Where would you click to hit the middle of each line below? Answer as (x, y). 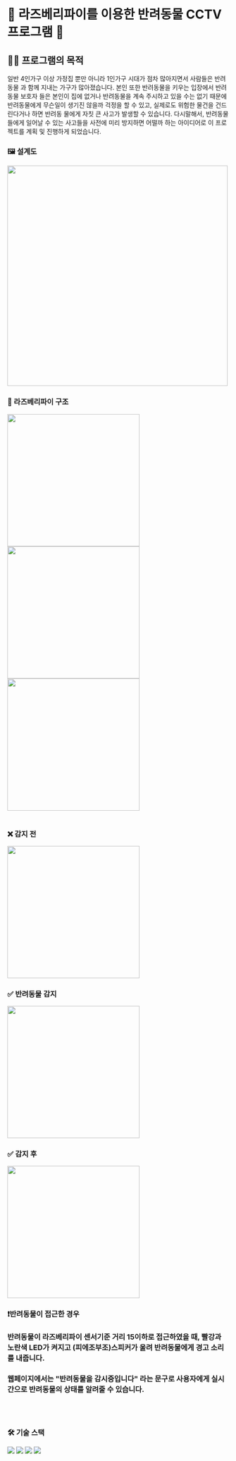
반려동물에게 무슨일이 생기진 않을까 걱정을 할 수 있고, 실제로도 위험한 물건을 (111, 105)
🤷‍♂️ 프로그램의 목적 (45, 60)
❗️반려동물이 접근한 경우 (43, 1314)
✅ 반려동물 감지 (32, 994)
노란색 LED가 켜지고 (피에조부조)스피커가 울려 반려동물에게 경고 (108, 1347)
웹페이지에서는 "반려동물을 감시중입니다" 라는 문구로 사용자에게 (108, 1379)
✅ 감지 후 (22, 1154)
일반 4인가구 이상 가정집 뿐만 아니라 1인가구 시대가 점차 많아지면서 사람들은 (110, 79)
